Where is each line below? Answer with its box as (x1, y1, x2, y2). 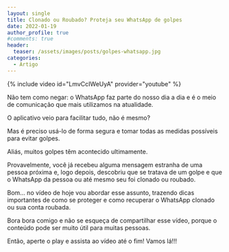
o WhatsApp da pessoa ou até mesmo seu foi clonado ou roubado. (7, 175, 196, 184)
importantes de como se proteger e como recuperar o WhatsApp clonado (7, 196, 215, 204)
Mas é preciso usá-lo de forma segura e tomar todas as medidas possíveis (7, 127, 218, 135)
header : (7, 42, 29, 49)
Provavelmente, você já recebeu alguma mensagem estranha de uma (7, 160, 203, 168)
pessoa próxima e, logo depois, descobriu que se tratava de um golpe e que (7, 168, 223, 176)
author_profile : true (7, 29, 69, 36)
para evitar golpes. (7, 134, 60, 142)
